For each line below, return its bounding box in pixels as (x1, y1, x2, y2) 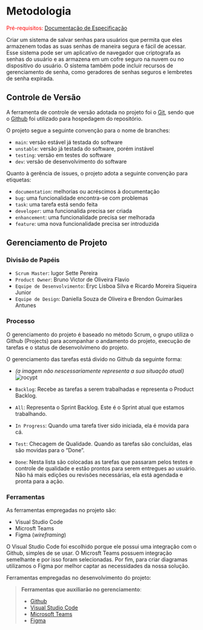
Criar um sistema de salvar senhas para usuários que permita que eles (6, 36, 183, 43)
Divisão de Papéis (6, 256, 60, 265)
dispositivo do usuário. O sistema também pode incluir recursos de (6, 62, 174, 69)
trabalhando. (15, 410, 47, 417)
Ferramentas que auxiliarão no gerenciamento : (21, 586, 142, 593)
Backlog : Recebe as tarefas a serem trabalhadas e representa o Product (15, 385, 194, 393)
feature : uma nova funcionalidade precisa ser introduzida (15, 220, 159, 227)
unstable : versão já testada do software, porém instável (15, 144, 155, 152)
